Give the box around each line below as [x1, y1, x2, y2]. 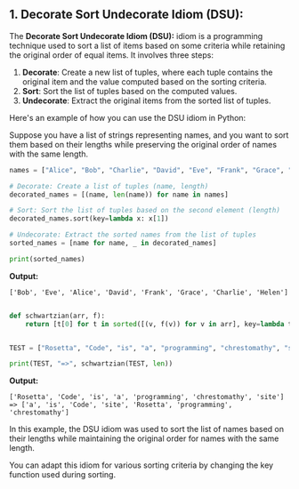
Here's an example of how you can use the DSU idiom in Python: [9, 112, 246, 123]
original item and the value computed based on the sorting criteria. [21, 76, 267, 87]
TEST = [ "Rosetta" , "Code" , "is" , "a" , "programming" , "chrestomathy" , [9, 343, 280, 352]
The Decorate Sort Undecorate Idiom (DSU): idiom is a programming [9, 30, 263, 41]
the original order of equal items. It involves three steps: [9, 49, 214, 60]
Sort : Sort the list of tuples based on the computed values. [21, 85, 238, 96]
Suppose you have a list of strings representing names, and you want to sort [9, 129, 289, 140]
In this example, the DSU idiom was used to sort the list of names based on [9, 424, 285, 435]
